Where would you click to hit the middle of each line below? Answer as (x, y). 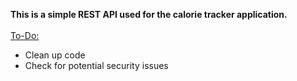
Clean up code (55, 55)
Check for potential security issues (96, 65)
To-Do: (25, 35)
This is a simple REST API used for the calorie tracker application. (149, 14)
